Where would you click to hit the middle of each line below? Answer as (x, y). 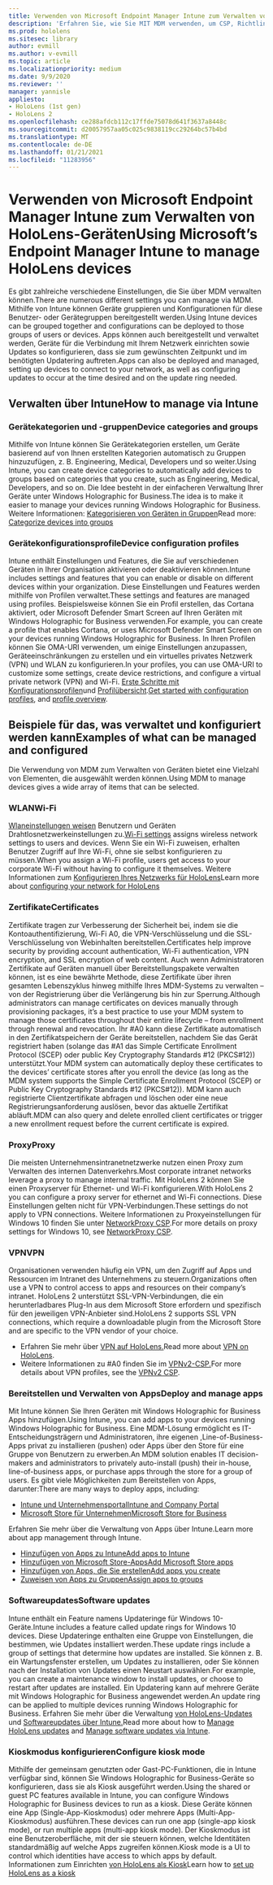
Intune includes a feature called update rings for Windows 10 (134, 1626)
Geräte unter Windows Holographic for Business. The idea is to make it (126, 496)
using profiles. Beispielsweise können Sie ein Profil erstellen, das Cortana (131, 604)
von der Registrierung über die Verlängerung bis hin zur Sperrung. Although (134, 994)
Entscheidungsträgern (45, 1437)
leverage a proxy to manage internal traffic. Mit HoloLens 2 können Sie (127, 1179)
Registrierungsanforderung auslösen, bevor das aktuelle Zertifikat (119, 1106)
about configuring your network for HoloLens (84, 886)
